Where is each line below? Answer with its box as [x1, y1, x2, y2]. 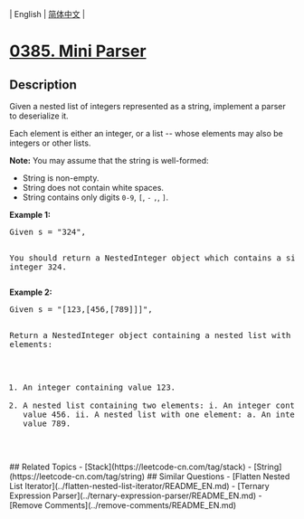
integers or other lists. [9, 137, 91, 148]
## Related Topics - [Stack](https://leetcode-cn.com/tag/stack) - [9, 461, 252, 472]
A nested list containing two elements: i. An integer [22, 401, 271, 410]
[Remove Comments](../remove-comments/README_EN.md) [9, 500, 237, 510]
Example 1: [9, 210, 52, 220]
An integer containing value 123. [22, 382, 176, 392]
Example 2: [9, 287, 52, 297]
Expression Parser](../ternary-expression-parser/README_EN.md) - [9, 490, 262, 501]
